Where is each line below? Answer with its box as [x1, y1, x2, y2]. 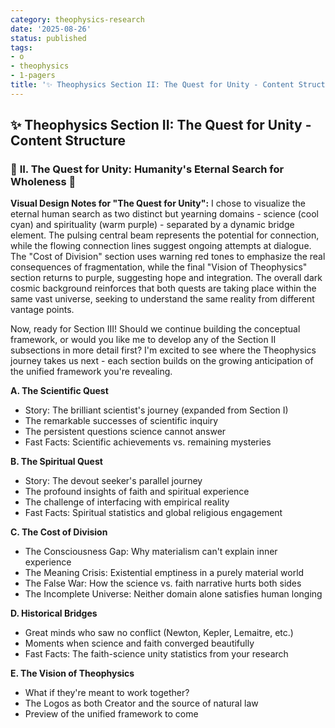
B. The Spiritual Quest [10, 456, 103, 468]
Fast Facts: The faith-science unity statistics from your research [24, 648, 289, 660]
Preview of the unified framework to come [24, 708, 199, 720]
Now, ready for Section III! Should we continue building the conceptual [10, 323, 301, 335]
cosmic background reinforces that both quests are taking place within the [10, 282, 317, 295]
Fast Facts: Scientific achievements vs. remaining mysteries [24, 436, 272, 448]
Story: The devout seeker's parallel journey [24, 475, 203, 487]
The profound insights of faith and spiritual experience [24, 486, 250, 498]
